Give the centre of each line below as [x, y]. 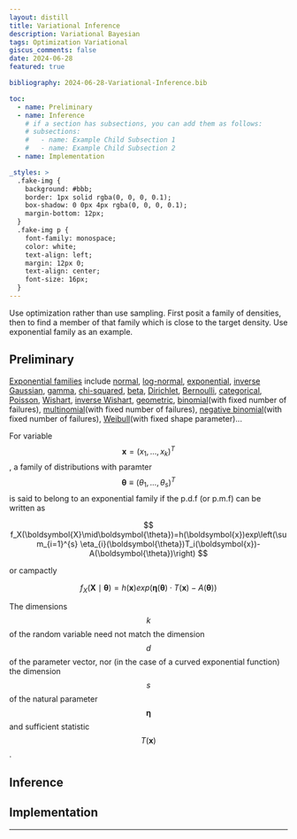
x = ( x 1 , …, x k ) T [148, 451]
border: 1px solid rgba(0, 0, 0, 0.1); [99, 197]
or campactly [33, 570]
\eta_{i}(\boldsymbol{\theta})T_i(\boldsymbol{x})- [170, 544]
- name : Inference [51, 115]
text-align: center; [63, 271]
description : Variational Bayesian [75, 34]
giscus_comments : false [53, 50]
